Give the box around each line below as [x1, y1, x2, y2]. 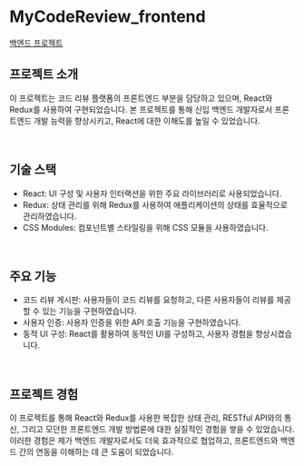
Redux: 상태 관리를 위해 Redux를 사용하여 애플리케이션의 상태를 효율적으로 [22, 199, 289, 210]
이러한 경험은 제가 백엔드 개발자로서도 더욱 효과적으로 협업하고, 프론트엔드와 [9, 435, 279, 446]
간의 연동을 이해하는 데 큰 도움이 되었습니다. [18, 447, 174, 458]
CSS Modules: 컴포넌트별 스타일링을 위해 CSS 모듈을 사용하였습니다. [22, 222, 270, 233]
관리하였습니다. [22, 211, 77, 222]
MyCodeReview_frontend [9, 6, 206, 27]
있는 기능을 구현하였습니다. [42, 306, 137, 317]
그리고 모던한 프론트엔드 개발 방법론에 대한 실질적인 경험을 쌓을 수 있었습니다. [21, 424, 295, 435]
